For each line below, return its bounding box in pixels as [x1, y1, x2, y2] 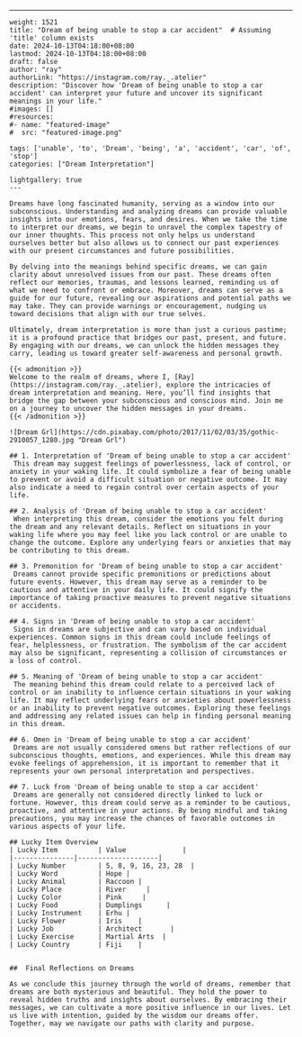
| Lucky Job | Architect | [9, 924, 175, 933]
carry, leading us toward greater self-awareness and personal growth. [9, 349, 283, 358]
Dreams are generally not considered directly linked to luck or [13, 790, 263, 799]
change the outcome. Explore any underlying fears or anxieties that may [9, 538, 292, 547]
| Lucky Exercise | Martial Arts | [9, 932, 167, 941]
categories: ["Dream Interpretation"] [9, 159, 155, 168]
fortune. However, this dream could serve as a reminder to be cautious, [9, 798, 292, 807]
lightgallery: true [9, 176, 83, 185]
